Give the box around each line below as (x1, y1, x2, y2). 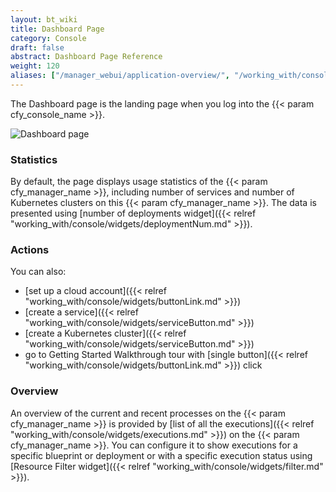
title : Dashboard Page (10, 24, 105, 34)
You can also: (10, 266, 67, 278)
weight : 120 (10, 61, 60, 71)
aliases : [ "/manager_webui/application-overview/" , (10, 71, 230, 81)
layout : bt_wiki (10, 14, 78, 25)
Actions (10, 243, 50, 257)
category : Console (10, 33, 87, 43)
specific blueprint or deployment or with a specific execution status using (10, 449, 313, 461)
